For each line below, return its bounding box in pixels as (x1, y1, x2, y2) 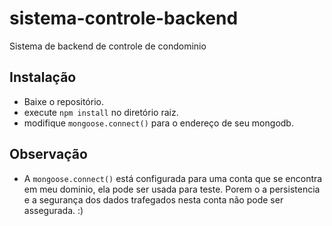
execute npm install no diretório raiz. (23, 106, 179, 118)
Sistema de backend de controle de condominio (9, 40, 207, 52)
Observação (9, 146, 88, 163)
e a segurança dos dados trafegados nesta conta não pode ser (23, 193, 284, 206)
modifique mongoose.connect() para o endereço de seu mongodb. (23, 117, 294, 129)
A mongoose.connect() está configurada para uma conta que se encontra (23, 172, 323, 184)
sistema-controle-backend (9, 7, 239, 30)
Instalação (9, 69, 77, 86)
